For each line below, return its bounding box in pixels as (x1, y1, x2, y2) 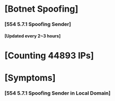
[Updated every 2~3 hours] (4, 33, 61, 39)
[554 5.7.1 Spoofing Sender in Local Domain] (4, 90, 111, 96)
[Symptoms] (4, 72, 56, 83)
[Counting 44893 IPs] (4, 50, 94, 61)
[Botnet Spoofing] (4, 3, 79, 15)
